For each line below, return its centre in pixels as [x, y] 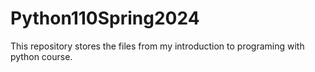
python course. [41, 56]
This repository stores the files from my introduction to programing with [157, 46]
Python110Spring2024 [105, 18]
